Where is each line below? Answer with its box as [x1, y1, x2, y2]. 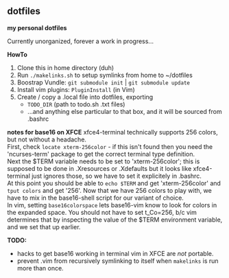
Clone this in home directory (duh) [16, 63, 114, 71]
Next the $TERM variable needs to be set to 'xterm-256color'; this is [7, 157, 200, 165]
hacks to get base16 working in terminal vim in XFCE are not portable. [16, 249, 214, 257]
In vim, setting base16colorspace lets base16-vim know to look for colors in [7, 200, 217, 209]
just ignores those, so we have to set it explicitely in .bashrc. [32, 172, 202, 180]
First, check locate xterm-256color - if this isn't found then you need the [7, 142, 213, 150]
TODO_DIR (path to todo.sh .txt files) [27, 100, 125, 108]
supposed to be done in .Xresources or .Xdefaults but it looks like [7, 164, 192, 172]
